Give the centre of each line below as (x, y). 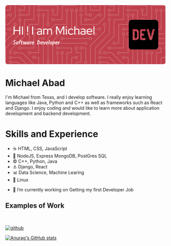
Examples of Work (35, 206)
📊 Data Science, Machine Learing (48, 172)
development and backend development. (48, 113)
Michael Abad (35, 83)
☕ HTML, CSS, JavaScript (40, 149)
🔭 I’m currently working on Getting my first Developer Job (73, 189)
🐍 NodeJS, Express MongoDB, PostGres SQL (60, 156)
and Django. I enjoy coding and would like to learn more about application (82, 108)
